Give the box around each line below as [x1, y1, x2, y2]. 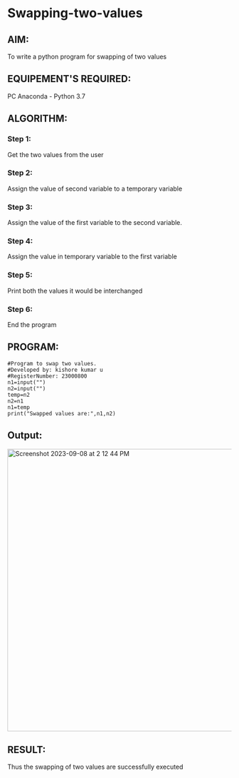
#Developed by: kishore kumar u [7, 366, 103, 373]
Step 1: [7, 134, 31, 144]
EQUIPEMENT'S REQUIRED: [7, 73, 132, 85]
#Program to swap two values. [7, 360, 97, 367]
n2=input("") [7, 385, 46, 392]
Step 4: [7, 236, 33, 246]
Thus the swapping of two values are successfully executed [7, 762, 184, 772]
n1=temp [7, 403, 31, 411]
